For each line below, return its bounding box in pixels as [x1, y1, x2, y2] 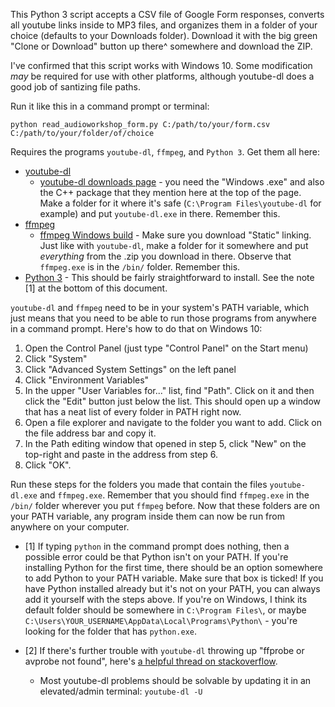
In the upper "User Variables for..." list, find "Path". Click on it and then [24, 385, 315, 396]
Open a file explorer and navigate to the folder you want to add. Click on [24, 417, 322, 428]
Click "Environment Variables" [24, 374, 150, 386]
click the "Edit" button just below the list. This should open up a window [24, 395, 321, 407]
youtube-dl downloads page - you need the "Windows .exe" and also [39, 176, 325, 188]
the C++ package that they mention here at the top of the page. [39, 187, 302, 198]
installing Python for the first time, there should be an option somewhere [24, 562, 323, 573]
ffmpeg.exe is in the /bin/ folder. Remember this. [39, 261, 241, 273]
